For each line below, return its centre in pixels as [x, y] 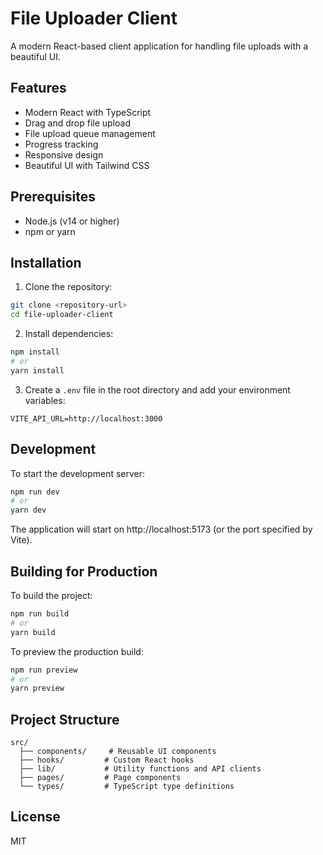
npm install [35, 352]
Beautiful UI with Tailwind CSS [87, 165]
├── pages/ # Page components [100, 778]
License [35, 817]
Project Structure [65, 719]
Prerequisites [53, 197]
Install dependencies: [69, 334]
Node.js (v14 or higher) [72, 221]
